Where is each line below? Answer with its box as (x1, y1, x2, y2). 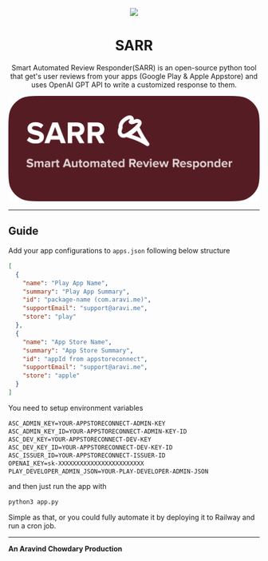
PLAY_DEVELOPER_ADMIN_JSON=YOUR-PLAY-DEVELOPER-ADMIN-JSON (8, 467, 209, 475)
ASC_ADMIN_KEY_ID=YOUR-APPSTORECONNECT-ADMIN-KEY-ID (8, 428, 187, 436)
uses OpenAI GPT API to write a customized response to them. (30, 80, 238, 90)
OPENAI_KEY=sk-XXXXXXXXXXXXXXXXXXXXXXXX (8, 460, 145, 467)
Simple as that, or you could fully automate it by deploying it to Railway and (8, 512, 255, 522)
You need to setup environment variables (8, 403, 144, 412)
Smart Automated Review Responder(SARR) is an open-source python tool (11, 62, 257, 72)
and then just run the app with (8, 481, 107, 491)
